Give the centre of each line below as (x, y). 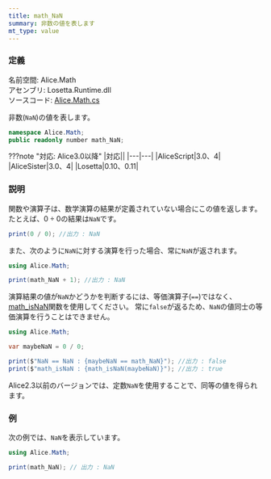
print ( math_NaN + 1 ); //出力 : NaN (67, 280)
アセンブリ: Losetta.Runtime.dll (60, 90)
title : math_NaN (35, 16)
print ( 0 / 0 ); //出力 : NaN (54, 234)
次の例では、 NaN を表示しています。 (67, 438)
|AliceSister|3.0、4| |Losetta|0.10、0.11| (73, 166)
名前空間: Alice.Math (42, 80)
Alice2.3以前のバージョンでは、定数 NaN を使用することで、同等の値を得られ (133, 385)
